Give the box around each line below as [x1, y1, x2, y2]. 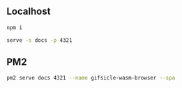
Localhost [6, 6, 51, 17]
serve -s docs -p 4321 [6, 36, 73, 44]
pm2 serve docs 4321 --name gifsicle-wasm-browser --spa [6, 75, 176, 82]
